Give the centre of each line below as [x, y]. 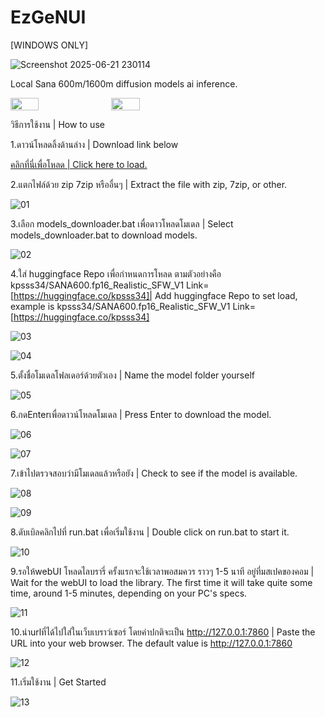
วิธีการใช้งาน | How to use [57, 124]
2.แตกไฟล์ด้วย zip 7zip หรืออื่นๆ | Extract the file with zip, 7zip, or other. [149, 184]
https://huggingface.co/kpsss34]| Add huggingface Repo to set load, [155, 295]
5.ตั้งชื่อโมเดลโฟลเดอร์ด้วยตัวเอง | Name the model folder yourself [132, 375]
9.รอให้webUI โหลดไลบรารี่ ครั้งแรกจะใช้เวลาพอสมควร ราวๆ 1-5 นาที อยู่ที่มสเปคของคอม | [162, 571]
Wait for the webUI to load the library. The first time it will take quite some [161, 582]
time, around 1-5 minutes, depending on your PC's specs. [129, 593]
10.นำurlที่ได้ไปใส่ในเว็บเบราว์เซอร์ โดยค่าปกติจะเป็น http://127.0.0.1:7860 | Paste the [163, 632]
